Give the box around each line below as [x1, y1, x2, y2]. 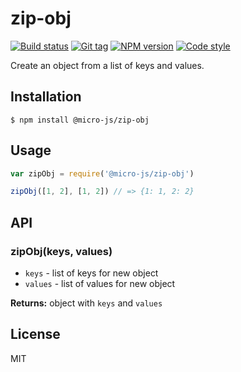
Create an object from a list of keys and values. [10, 59, 205, 71]
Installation [10, 88, 82, 106]
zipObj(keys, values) [10, 244, 113, 258]
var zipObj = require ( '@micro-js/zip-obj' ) [10, 168, 195, 179]
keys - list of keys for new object [24, 267, 159, 279]
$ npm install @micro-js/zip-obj [10, 115, 150, 125]
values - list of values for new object [24, 278, 176, 289]
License [10, 326, 61, 343]
